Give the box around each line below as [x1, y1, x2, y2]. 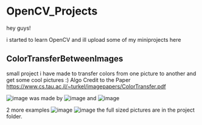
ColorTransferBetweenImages [6, 53, 124, 64]
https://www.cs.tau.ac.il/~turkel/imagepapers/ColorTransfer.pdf [6, 83, 166, 90]
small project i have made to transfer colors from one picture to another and [6, 70, 197, 77]
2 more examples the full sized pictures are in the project [6, 106, 195, 113]
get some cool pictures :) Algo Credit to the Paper [6, 76, 131, 83]
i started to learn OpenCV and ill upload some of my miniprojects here [6, 36, 181, 43]
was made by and [29, 94, 97, 101]
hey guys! [6, 24, 32, 32]
